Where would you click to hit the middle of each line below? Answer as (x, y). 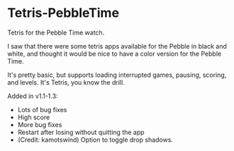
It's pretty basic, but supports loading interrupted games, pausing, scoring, (117, 75)
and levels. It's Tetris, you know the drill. (66, 82)
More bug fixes (40, 124)
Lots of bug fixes (42, 109)
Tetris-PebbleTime (63, 13)
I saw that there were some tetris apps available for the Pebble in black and (117, 46)
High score (34, 117)
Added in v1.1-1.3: (33, 96)
